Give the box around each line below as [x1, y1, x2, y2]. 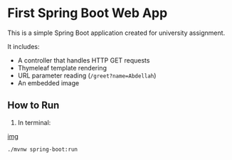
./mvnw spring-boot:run [7, 146, 78, 153]
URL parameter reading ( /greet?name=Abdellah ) [17, 71, 157, 80]
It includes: [7, 42, 40, 50]
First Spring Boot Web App [7, 5, 168, 21]
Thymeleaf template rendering [17, 63, 107, 72]
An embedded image [17, 78, 80, 87]
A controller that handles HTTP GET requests [17, 55, 150, 65]
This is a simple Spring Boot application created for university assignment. [7, 28, 226, 37]
